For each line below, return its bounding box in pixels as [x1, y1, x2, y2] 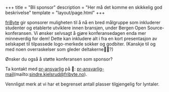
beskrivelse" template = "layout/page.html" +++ [5, 10, 105, 16]
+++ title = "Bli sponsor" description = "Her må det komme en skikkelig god [5, 5, 162, 10]
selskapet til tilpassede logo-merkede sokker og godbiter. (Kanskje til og [5, 41, 156, 47]
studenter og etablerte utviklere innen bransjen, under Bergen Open [5, 25, 146, 31]
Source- [147, 25, 164, 31]
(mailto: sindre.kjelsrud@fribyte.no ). [13, 71, 87, 77]
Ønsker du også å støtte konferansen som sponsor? [5, 56, 113, 62]
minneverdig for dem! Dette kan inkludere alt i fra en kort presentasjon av [5, 35, 157, 41]
